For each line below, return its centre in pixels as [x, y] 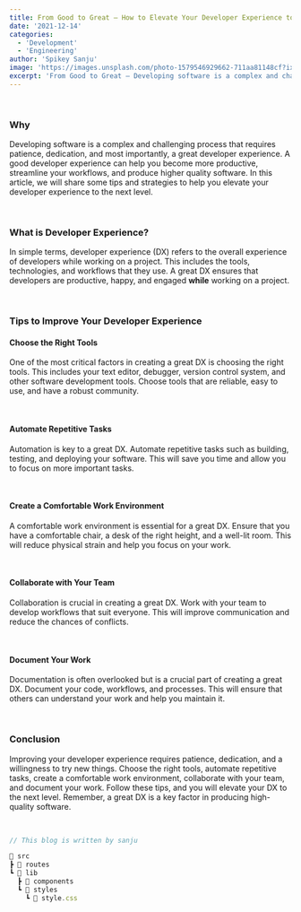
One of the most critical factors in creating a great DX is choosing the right [146, 362]
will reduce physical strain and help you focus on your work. [120, 544]
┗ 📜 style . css [52, 898]
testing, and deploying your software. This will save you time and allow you [148, 458]
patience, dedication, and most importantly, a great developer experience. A [150, 154]
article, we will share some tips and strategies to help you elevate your [139, 182]
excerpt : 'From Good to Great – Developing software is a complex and [144, 76]
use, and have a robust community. [74, 391]
